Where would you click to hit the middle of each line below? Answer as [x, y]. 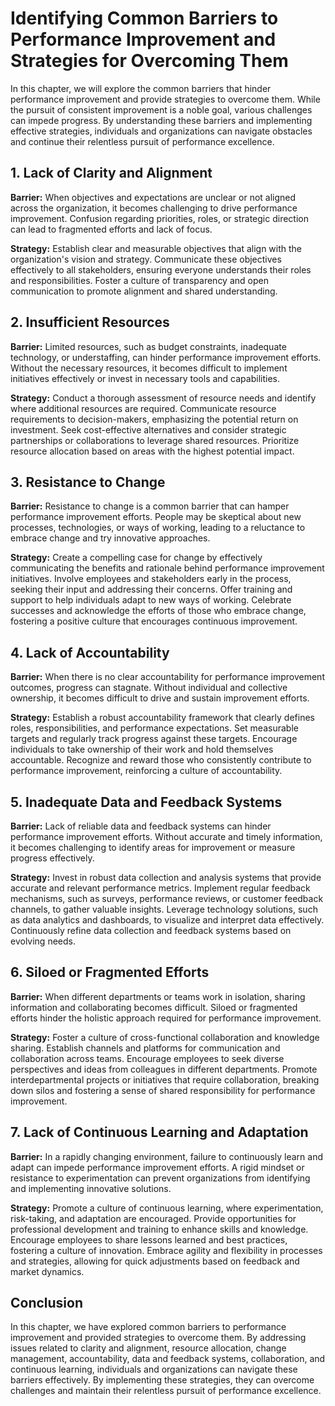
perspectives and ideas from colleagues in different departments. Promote [164, 1069]
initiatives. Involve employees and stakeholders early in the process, [151, 579]
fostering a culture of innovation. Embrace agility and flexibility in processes [166, 1250]
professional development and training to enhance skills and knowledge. [159, 1229]
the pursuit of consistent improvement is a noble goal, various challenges [161, 109]
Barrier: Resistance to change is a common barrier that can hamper [150, 506]
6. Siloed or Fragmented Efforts [110, 972]
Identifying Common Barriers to [144, 18]
